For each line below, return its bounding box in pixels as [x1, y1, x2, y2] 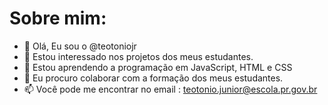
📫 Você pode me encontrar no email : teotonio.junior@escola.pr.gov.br [23, 83, 318, 95]
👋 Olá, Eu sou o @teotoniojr [23, 40, 137, 52]
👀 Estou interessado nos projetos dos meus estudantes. [23, 50, 254, 62]
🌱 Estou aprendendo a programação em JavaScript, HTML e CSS [23, 61, 293, 73]
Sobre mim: [9, 7, 107, 30]
